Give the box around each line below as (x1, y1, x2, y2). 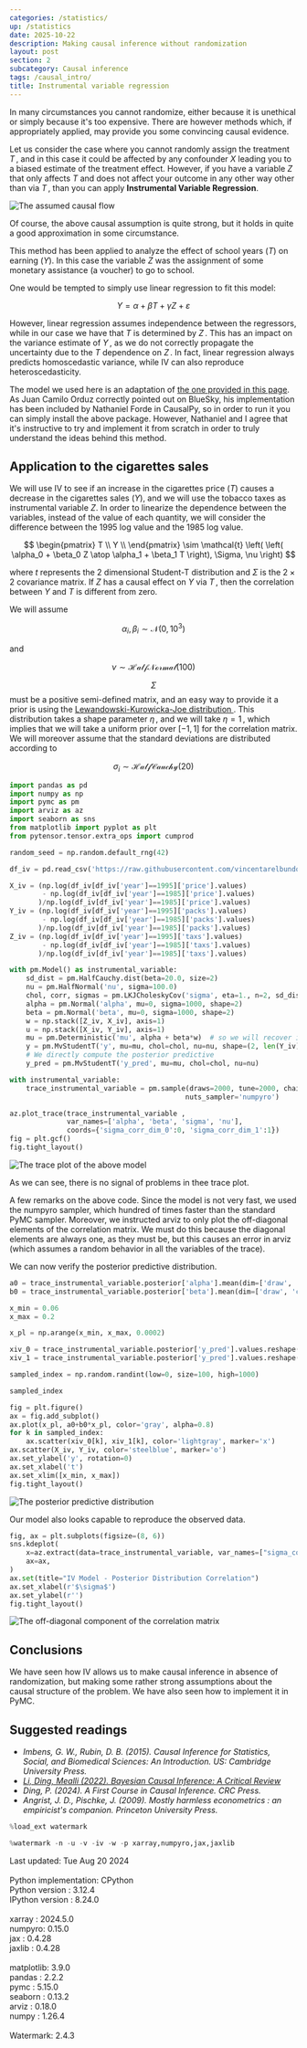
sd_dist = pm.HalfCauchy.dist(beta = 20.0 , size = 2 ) (26, 974, 219, 983)
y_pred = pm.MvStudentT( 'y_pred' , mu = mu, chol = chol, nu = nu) (26, 1059, 259, 1069)
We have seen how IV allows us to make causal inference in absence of (9, 1666, 279, 1677)
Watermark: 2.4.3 (9, 2030, 75, 2041)
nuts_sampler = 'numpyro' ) (185, 1093, 281, 1102)
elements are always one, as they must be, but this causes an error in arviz (9, 1233, 291, 1244)
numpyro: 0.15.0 (9, 1923, 69, 1934)
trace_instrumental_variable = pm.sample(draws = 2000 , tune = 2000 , (26, 1083, 281, 1093)
